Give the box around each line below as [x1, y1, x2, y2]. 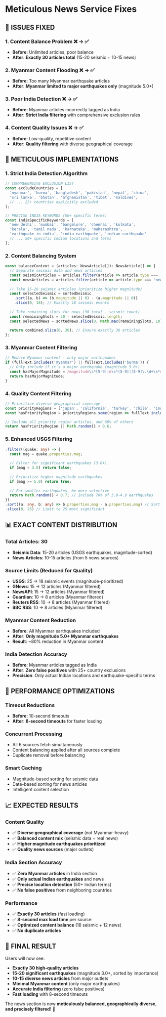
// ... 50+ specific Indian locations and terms [9, 236, 112, 241]
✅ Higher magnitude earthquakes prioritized [12, 841, 106, 847]
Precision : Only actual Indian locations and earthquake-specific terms [12, 673, 156, 678]
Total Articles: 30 [5, 538, 48, 545]
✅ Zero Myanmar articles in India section [12, 870, 97, 876]
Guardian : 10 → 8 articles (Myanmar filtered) [12, 594, 104, 600]
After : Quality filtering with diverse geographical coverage [12, 141, 133, 147]
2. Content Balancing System [5, 252, 77, 259]
